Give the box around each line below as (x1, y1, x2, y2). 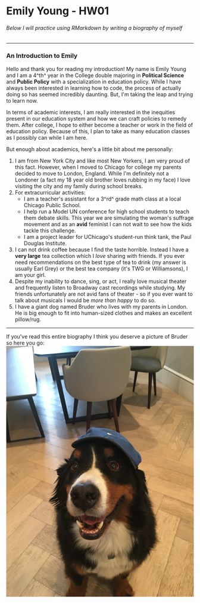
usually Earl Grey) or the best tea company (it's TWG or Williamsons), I (14, 264, 188, 272)
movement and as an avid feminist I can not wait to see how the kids (23, 220, 192, 227)
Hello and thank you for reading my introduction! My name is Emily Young (6, 65, 186, 72)
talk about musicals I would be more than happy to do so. (14, 297, 156, 304)
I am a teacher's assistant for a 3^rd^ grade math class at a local (23, 195, 182, 202)
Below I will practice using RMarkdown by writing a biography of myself (6, 24, 183, 31)
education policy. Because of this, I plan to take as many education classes (6, 127, 190, 135)
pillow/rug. (14, 315, 42, 323)
